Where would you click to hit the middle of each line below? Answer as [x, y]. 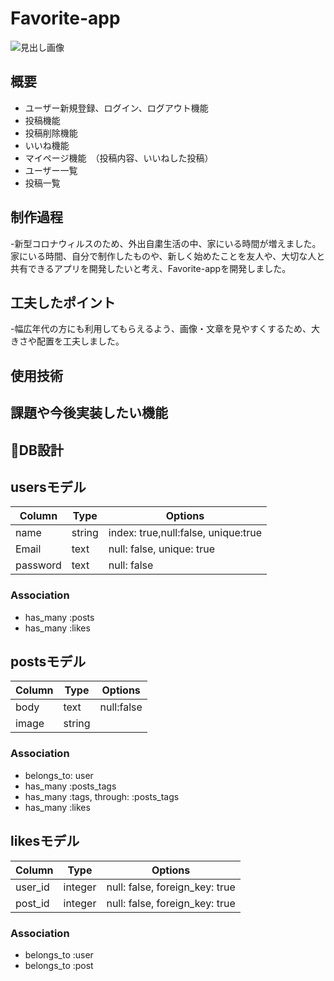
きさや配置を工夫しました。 [67, 341]
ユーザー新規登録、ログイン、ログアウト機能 [116, 108]
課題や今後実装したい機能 [89, 413]
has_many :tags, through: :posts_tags [102, 796]
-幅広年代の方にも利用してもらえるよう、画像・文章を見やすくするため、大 [165, 329]
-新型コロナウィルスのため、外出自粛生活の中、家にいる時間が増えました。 [166, 243]
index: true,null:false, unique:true [185, 533]
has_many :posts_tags [70, 786]
